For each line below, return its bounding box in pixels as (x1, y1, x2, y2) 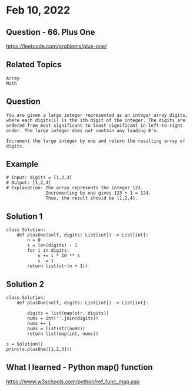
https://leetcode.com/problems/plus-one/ (6, 42, 107, 50)
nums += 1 (27, 321, 51, 327)
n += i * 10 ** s (37, 253, 81, 259)
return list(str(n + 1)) (27, 263, 88, 269)
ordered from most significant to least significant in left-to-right (6, 122, 183, 129)
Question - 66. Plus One (6, 27, 95, 37)
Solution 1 (6, 211, 43, 221)
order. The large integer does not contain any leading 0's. (6, 127, 159, 133)
